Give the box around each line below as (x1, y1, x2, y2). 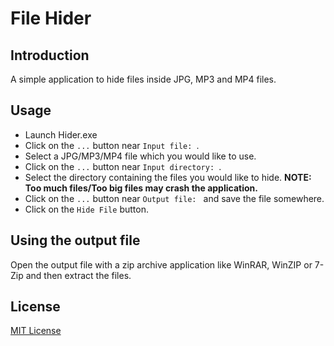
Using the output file (10, 232, 141, 249)
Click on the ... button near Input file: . (24, 139, 200, 151)
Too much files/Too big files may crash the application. (24, 182, 258, 194)
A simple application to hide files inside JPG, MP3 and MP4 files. (10, 73, 277, 85)
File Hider (10, 7, 92, 30)
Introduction (10, 47, 90, 64)
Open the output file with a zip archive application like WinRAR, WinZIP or (10, 258, 313, 271)
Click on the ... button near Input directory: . (24, 160, 222, 172)
